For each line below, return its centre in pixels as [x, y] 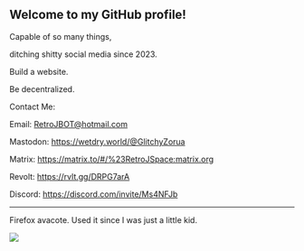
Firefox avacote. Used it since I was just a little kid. [103, 219]
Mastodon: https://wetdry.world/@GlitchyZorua [97, 141]
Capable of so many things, [61, 36]
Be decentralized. [42, 88]
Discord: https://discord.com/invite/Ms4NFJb [94, 194]
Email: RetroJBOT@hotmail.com [69, 124]
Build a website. [39, 71]
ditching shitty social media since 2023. [84, 54]
